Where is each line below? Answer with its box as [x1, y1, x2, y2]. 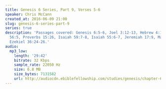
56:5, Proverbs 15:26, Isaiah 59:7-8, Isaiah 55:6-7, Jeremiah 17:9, [9, 35, 156, 40]
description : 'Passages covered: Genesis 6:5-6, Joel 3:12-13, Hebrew [5, 30, 154, 35]
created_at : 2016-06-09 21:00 [5, 16, 68, 21]
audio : [5, 44, 19, 49]
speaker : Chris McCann [5, 12, 52, 17]
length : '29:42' [14, 53, 48, 58]
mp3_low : [9, 48, 28, 53]
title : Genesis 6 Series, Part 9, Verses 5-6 [5, 7, 100, 12]
